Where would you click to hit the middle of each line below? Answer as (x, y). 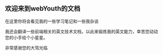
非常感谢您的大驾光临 (26, 48)
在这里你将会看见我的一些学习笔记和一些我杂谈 (52, 21)
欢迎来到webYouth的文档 (43, 9)
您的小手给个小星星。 (26, 37)
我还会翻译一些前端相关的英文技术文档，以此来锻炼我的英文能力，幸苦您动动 (81, 31)
